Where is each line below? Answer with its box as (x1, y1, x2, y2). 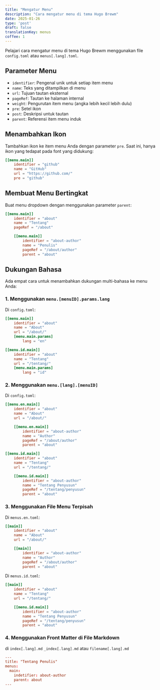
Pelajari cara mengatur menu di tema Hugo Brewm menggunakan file (5, 47, 143, 54)
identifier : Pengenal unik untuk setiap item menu (12, 80, 113, 86)
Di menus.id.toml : (5, 573, 40, 579)
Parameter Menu (5, 67, 57, 75)
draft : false (5, 25, 32, 30)
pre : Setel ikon (12, 106, 41, 111)
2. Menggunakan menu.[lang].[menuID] (5, 381, 98, 388)
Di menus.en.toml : (5, 514, 40, 520)
